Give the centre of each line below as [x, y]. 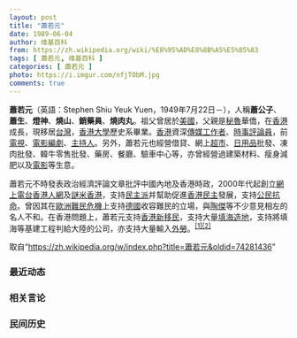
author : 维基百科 [38, 42]
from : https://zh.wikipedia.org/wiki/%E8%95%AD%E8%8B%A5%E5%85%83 [134, 50]
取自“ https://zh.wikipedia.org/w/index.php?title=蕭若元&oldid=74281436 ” [142, 247]
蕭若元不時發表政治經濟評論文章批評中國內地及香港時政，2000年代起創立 [143, 183]
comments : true [37, 83]
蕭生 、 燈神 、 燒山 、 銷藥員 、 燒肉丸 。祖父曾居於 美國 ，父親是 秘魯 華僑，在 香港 [148, 120]
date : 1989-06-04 [41, 34]
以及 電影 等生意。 [48, 165]
